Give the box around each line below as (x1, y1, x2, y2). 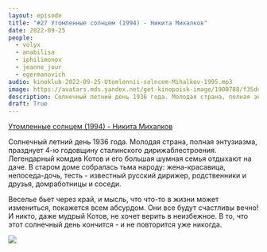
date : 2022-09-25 (8, 26, 66, 34)
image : (8, 85, 30, 94)
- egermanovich (15, 71, 66, 78)
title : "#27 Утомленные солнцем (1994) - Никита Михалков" (8, 19, 208, 27)
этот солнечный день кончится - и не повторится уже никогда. (8, 220, 222, 230)
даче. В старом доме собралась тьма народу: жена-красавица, (8, 162, 226, 172)
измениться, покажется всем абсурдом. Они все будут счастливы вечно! (8, 203, 259, 212)
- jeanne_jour (15, 63, 62, 71)
